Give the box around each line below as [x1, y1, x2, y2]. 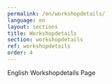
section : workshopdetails [7, 36, 83, 43]
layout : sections [7, 23, 58, 30]
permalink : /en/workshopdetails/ [7, 10, 106, 17]
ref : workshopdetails [7, 43, 71, 50]
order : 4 [7, 50, 33, 57]
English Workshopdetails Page [7, 68, 96, 77]
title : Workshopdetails [7, 29, 77, 37]
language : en [7, 17, 46, 24]
